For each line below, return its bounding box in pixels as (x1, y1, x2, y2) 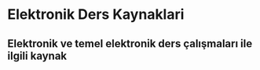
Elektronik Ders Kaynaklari (7, 6, 185, 24)
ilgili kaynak (7, 49, 68, 62)
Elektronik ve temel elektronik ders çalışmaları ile (7, 37, 253, 50)
